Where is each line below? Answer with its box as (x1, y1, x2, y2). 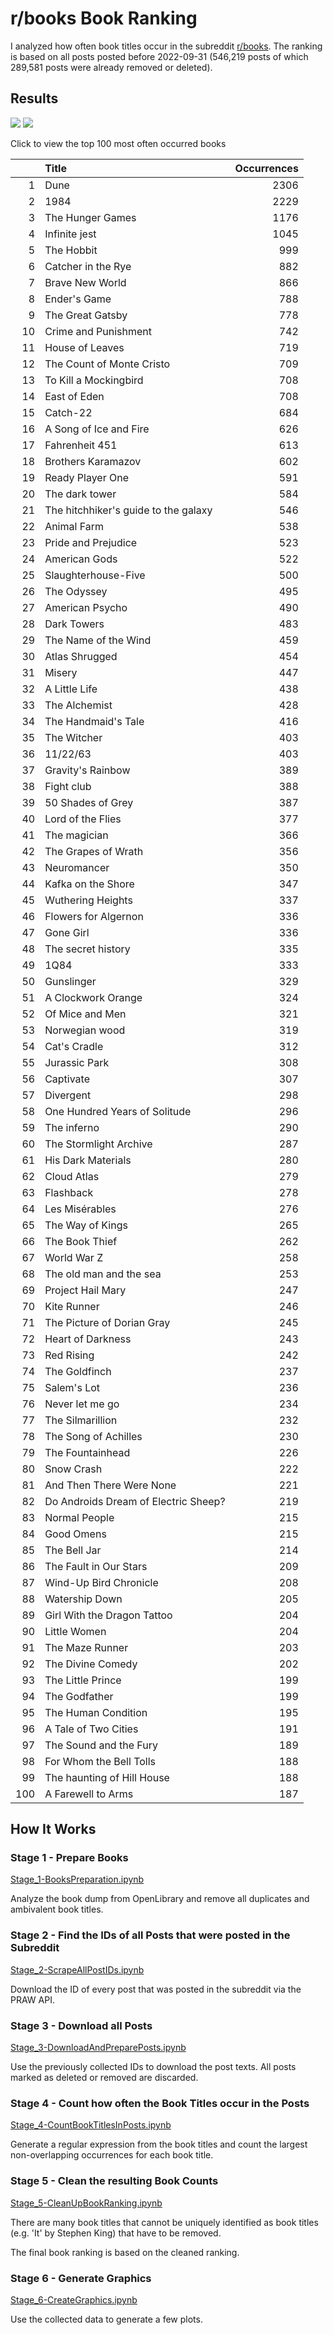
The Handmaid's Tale (44, 714, 145, 728)
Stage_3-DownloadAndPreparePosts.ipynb (10, 2042, 187, 2054)
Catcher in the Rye (44, 259, 132, 273)
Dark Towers (44, 617, 105, 631)
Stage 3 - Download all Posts (10, 2018, 153, 2032)
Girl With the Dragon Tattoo (44, 1608, 173, 1622)
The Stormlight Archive (44, 1137, 153, 1151)
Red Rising (44, 1348, 95, 1362)
